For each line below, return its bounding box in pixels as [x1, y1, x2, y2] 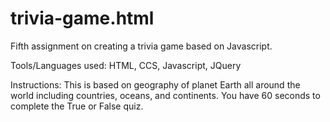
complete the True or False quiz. [10, 100, 144, 112]
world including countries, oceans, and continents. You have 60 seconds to [10, 89, 321, 101]
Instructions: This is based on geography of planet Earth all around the [10, 78, 301, 91]
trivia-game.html [10, 7, 155, 30]
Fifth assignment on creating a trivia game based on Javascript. [10, 40, 273, 52]
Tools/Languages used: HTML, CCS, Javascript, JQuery [10, 59, 242, 71]
